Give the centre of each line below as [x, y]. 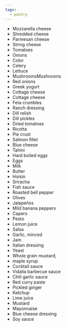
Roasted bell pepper [33, 192]
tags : [11, 10]
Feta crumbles [27, 102]
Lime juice [23, 298]
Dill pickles [23, 118]
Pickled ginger [27, 287]
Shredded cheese [31, 34]
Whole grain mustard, [34, 255]
